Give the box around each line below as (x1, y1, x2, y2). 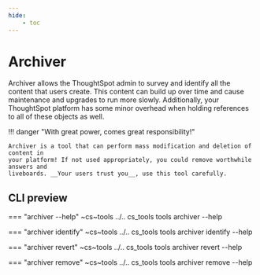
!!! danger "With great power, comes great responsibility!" (8, 127, 195, 137)
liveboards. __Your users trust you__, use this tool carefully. (8, 170, 227, 178)
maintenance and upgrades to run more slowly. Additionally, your (8, 95, 219, 104)
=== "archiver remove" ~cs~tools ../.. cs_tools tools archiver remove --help (8, 258, 253, 267)
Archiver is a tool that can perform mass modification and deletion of (8, 142, 252, 150)
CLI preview (8, 191, 69, 204)
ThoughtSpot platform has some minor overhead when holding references (8, 104, 250, 113)
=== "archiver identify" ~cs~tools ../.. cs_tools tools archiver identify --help (8, 227, 253, 236)
